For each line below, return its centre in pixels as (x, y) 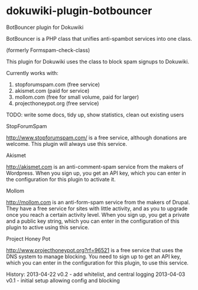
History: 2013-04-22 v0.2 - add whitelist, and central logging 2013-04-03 (96, 274)
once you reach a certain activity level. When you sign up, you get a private (98, 214)
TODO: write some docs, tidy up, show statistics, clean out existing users (95, 115)
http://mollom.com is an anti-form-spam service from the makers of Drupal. (98, 202)
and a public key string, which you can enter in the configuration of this (93, 221)
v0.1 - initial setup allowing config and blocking (63, 280)
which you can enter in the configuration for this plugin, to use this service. (98, 263)
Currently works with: (33, 73)
